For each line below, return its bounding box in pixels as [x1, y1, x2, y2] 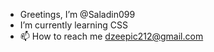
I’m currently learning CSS [19, 19, 128, 31]
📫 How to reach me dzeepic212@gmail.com [19, 30, 204, 42]
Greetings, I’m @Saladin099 [19, 9, 136, 20]
